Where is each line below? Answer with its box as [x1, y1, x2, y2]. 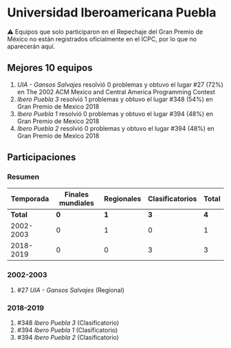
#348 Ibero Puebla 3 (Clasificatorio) [16, 318, 120, 327]
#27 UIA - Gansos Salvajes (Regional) [16, 285, 125, 294]
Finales [64, 190, 89, 199]
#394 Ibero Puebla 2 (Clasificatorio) [16, 334, 119, 342]
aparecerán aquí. [7, 42, 56, 50]
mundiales [58, 198, 94, 208]
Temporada [10, 194, 49, 204]
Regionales [104, 194, 142, 204]
